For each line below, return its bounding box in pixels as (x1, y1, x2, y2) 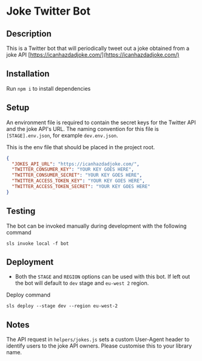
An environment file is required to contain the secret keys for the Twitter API (6, 119, 196, 126)
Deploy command (6, 291, 50, 299)
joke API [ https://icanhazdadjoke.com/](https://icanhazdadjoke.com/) (6, 51, 180, 58)
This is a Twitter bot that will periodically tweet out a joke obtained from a (6, 44, 190, 52)
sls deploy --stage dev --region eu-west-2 (6, 303, 118, 309)
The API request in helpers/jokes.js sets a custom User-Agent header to (6, 336, 190, 343)
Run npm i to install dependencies (6, 85, 91, 92)
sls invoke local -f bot (6, 240, 69, 247)
